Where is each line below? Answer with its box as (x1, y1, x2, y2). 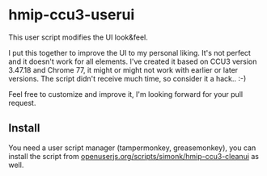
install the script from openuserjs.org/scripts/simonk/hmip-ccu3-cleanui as (8, 151, 260, 161)
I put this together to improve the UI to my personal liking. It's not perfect (8, 48, 251, 57)
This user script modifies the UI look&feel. (8, 32, 148, 42)
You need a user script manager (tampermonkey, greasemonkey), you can (8, 143, 256, 153)
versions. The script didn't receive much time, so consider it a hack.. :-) (8, 73, 247, 83)
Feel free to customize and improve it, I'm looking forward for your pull (8, 89, 244, 98)
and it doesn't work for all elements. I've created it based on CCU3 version (8, 57, 257, 66)
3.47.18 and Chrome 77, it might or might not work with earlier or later (8, 65, 239, 74)
